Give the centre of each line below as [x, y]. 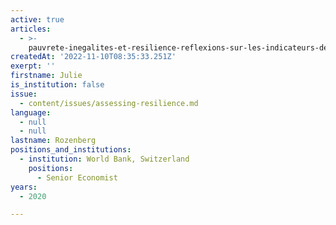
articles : [31, 29]
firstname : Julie [46, 76]
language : [31, 112]
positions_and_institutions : [71, 150]
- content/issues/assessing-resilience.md [109, 103]
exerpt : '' [33, 66]
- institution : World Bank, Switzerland [104, 159]
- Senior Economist [77, 177]
